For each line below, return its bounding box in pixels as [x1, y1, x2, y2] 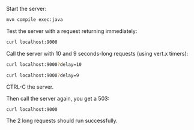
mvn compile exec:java [6, 17, 63, 23]
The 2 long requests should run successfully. [6, 117, 118, 125]
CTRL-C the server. [6, 83, 54, 90]
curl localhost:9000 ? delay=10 [6, 61, 82, 68]
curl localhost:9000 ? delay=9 [6, 72, 79, 78]
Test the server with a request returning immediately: [6, 27, 138, 35]
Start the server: [6, 5, 47, 12]
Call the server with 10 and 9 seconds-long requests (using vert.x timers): [6, 50, 189, 57]
